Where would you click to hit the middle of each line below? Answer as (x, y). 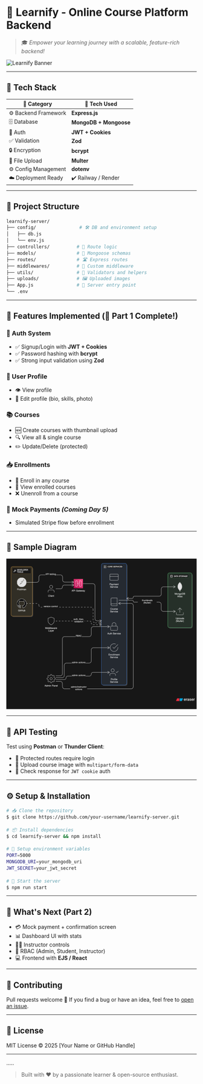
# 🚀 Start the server (34, 881)
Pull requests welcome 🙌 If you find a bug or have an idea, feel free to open (100, 1000)
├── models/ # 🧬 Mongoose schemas (69, 253)
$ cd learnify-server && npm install (54, 836)
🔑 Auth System (29, 333)
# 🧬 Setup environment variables (48, 849)
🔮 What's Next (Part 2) (49, 912)
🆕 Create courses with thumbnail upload (66, 430)
